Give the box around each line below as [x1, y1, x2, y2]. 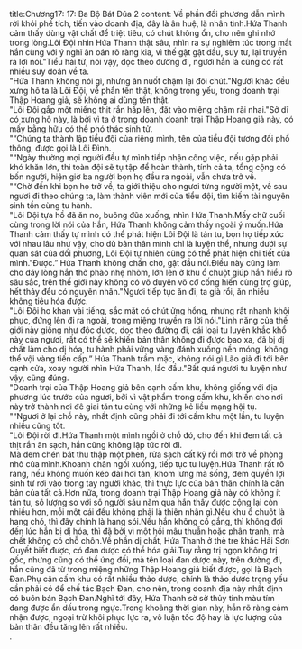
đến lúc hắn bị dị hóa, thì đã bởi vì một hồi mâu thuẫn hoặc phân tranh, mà [9, 526, 285, 536]
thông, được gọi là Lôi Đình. [9, 142, 112, 153]
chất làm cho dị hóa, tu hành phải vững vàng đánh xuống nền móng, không [9, 343, 288, 354]
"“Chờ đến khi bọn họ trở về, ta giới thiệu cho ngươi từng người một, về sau [9, 181, 288, 191]
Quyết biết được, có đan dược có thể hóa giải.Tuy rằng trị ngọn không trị [9, 545, 278, 555]
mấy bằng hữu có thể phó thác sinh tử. [9, 123, 153, 134]
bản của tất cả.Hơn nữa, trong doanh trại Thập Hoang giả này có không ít [9, 488, 281, 498]
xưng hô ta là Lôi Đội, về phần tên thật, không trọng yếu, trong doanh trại [9, 86, 280, 96]
